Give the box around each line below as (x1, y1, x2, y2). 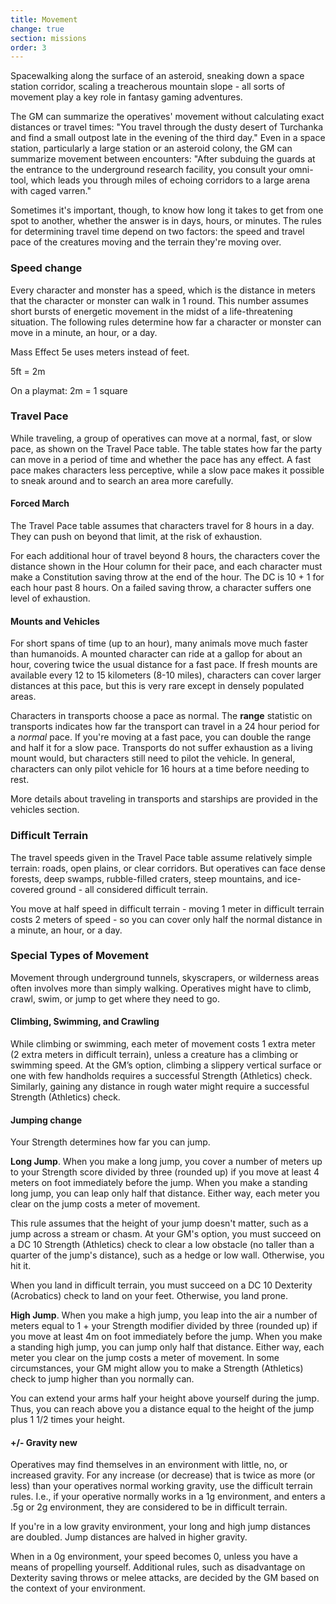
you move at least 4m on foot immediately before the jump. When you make (10, 1331, 323, 1343)
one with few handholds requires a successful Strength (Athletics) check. (10, 1070, 313, 1082)
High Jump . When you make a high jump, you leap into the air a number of (10, 1309, 318, 1321)
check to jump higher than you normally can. (10, 1373, 195, 1385)
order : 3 (10, 42, 47, 53)
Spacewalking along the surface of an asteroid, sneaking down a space (10, 70, 305, 82)
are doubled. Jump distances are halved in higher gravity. (10, 1531, 248, 1543)
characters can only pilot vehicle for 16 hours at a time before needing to (10, 763, 310, 775)
